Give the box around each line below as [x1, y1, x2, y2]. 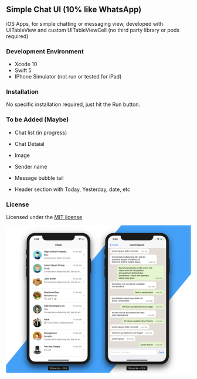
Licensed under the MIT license [6, 214, 83, 220]
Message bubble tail [14, 174, 64, 181]
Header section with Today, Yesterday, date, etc [14, 186, 131, 193]
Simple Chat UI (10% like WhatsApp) [6, 5, 142, 15]
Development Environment [6, 47, 84, 55]
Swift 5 [14, 67, 32, 74]
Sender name [14, 163, 47, 170]
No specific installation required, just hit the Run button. [6, 101, 141, 108]
